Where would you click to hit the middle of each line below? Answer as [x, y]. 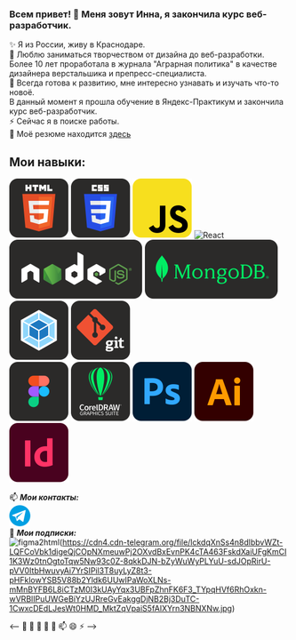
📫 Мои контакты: [44, 498]
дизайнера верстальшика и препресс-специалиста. [108, 74]
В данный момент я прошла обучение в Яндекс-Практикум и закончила [147, 102]
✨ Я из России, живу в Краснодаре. [77, 44]
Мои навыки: [48, 162]
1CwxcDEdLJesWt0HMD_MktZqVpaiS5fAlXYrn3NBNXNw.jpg [121, 609]
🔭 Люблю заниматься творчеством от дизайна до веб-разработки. [137, 55]
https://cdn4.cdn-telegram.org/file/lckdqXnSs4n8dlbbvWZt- [172, 542]
